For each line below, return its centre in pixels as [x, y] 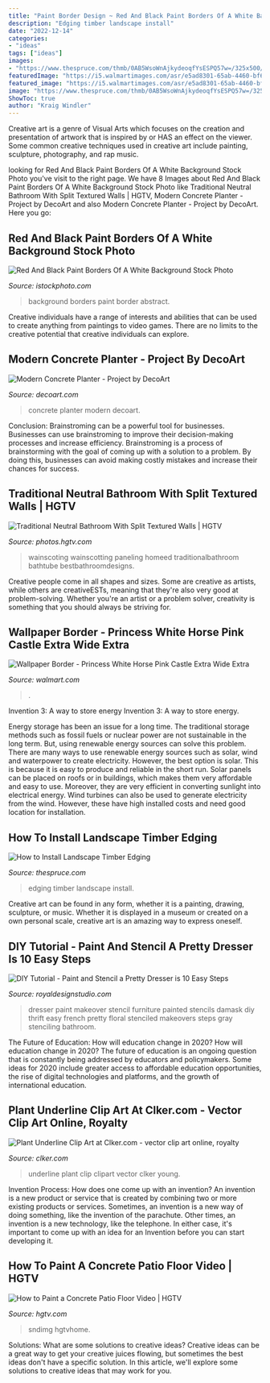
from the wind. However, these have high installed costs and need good [127, 804]
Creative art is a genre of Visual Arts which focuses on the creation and [127, 129]
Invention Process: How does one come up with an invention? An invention [132, 1189]
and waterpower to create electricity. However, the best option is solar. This [133, 761]
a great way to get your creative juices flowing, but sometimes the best [126, 1353]
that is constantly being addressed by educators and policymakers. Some [130, 1059]
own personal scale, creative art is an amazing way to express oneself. [125, 921]
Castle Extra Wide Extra [69, 644]
